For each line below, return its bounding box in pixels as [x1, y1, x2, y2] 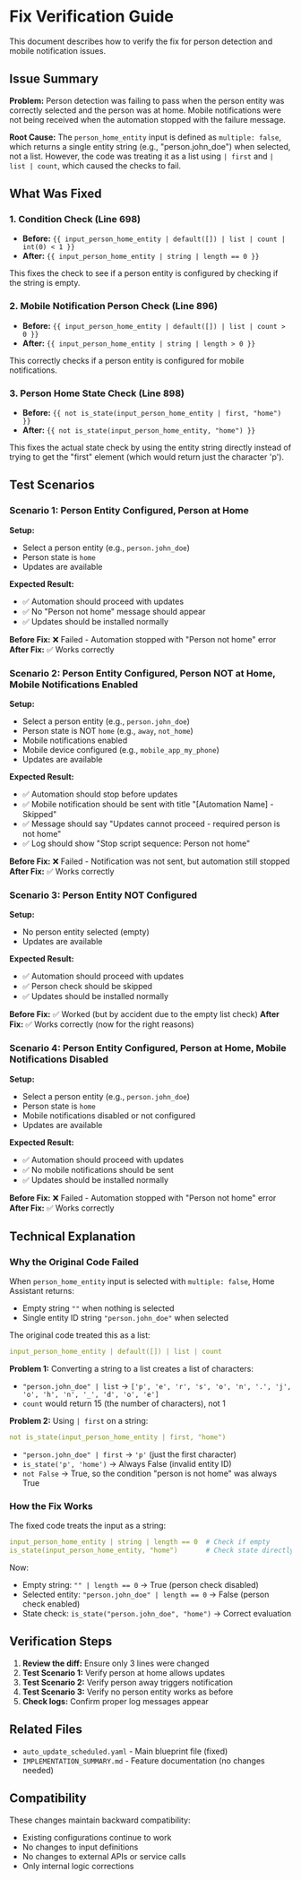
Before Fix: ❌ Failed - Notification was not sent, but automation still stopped [9, 856, 290, 867]
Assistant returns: [9, 1286, 74, 1297]
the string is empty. [9, 278, 81, 289]
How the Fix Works [9, 1499, 93, 1512]
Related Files [9, 1722, 83, 1738]
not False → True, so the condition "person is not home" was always [21, 1468, 278, 1479]
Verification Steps [9, 1634, 113, 1650]
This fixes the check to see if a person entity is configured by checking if [9, 268, 279, 279]
